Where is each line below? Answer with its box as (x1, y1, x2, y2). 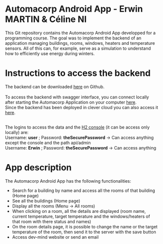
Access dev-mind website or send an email (12, 234, 99, 240)
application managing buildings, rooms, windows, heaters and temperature (5, 40, 155, 46)
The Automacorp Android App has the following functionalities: (5, 178, 131, 184)
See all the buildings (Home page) (12, 198, 80, 204)
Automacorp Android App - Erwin (5, 3, 143, 15)
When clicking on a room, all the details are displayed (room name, (12, 208, 146, 214)
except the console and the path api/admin (5, 140, 91, 146)
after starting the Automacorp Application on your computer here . (5, 99, 137, 105)
